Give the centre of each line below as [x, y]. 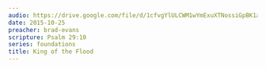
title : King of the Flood [51, 52]
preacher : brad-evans [44, 30]
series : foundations [42, 45]
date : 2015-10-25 [37, 23]
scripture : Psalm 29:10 [47, 37]
